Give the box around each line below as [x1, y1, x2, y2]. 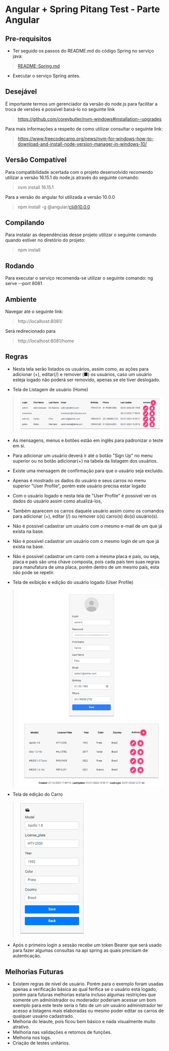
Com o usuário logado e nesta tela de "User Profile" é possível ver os [12, 492, 157, 498]
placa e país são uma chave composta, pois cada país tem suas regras [12, 559, 160, 565]
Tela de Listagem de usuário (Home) [12, 386, 88, 392]
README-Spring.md [17, 63, 60, 69]
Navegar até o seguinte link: [5, 308, 64, 314]
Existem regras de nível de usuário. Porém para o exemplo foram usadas [12, 981, 164, 987]
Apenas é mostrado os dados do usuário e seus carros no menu [12, 477, 146, 483]
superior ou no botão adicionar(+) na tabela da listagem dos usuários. [12, 458, 158, 464]
